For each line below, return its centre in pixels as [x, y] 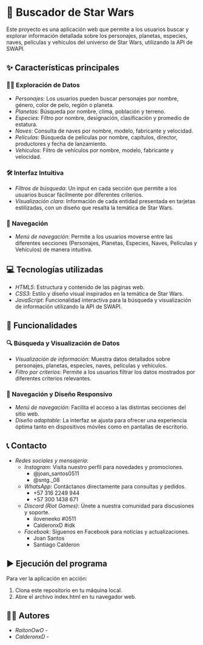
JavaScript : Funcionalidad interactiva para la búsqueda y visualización [103, 300]
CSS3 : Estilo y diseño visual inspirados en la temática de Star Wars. [99, 294]
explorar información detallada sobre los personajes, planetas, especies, [97, 35]
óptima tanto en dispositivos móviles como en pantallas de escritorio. [101, 427]
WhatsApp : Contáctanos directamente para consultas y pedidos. [105, 486]
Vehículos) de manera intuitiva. [54, 249]
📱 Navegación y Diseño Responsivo [59, 394]
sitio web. [27, 414]
